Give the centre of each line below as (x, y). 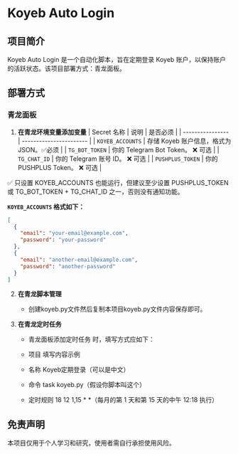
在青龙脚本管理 (39, 294)
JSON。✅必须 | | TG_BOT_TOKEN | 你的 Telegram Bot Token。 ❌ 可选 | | (118, 149)
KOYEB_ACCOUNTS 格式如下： (46, 206)
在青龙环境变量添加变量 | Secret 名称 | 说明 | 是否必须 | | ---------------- (123, 132)
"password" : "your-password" (63, 240)
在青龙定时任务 (39, 324)
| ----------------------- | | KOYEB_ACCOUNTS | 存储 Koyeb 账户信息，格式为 (124, 141)
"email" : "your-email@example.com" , (75, 233)
